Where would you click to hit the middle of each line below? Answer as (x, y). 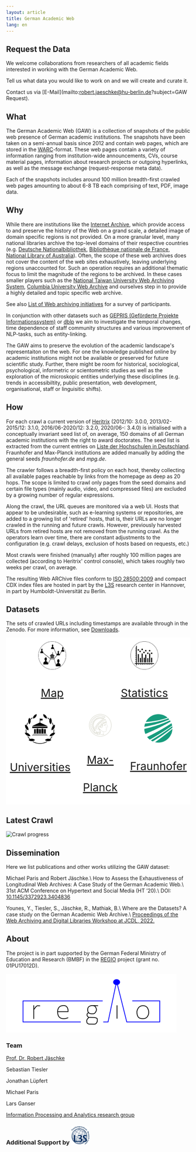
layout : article (26, 12)
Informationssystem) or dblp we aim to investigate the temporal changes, (94, 321)
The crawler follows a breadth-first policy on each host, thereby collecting (96, 470)
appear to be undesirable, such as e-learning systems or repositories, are (94, 513)
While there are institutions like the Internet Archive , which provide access (96, 224)
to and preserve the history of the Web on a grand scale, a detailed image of (98, 231)
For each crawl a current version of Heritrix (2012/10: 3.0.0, (77, 421)
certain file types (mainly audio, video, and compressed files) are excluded (96, 489)
